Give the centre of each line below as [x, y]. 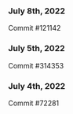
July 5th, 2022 [36, 49]
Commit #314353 [36, 65]
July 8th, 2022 [36, 11]
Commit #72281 [34, 103]
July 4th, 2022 [37, 86]
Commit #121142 [35, 28]
